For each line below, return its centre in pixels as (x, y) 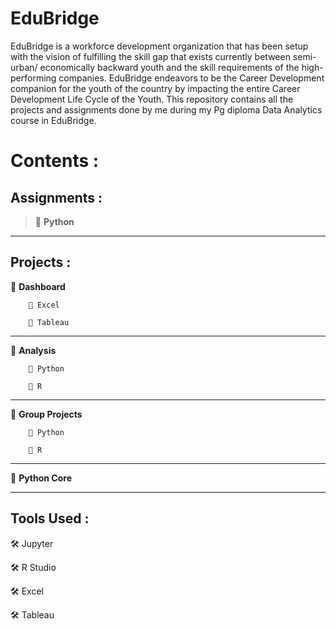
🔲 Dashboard (38, 286)
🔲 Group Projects (46, 414)
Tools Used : (50, 518)
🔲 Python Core (41, 478)
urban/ (24, 67)
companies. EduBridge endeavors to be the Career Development (191, 78)
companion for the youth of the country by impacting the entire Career (155, 88)
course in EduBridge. (53, 120)
